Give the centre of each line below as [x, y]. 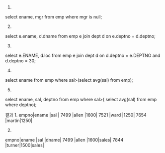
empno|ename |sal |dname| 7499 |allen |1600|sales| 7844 [64, 140]
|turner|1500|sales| [25, 145]
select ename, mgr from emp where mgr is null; [54, 17]
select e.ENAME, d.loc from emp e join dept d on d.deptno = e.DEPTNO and [83, 55]
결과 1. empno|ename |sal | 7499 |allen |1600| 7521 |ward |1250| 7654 [76, 115]
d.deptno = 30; [20, 61]
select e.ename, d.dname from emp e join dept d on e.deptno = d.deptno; [80, 36]
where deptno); [21, 105]
